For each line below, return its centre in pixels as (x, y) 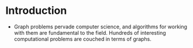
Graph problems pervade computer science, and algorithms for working (101, 27)
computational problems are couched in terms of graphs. (82, 39)
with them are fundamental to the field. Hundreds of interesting (90, 32)
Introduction (36, 11)
